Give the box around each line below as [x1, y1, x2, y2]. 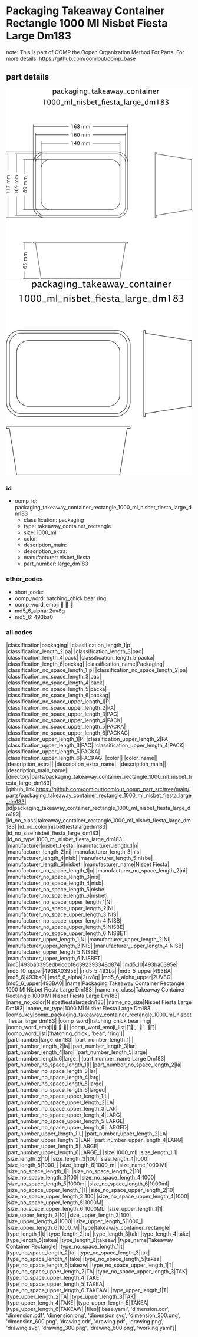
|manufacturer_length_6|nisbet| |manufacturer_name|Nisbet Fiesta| [6, 861, 170, 868]
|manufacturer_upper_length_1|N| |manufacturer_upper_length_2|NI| [6, 936, 171, 943]
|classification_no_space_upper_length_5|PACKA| [6, 723, 126, 730]
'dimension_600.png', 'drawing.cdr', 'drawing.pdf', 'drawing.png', [6, 1318, 164, 1325]
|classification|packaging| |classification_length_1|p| [6, 641, 133, 648]
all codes [6, 628, 33, 636]
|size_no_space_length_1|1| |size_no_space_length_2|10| [6, 1167, 141, 1174]
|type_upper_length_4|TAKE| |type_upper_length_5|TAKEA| [6, 1299, 149, 1306]
